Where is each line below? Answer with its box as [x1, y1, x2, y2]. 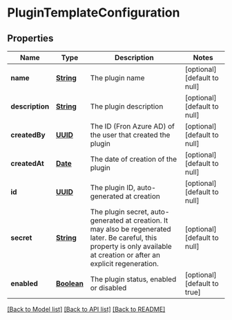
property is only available [90, 242, 173, 251]
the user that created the [90, 130, 171, 140]
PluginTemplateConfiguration [7, 5, 180, 21]
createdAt [10, 159, 45, 168]
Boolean [55, 279, 84, 288]
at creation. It [125, 216, 168, 225]
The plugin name [90, 73, 145, 82]
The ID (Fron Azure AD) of [90, 122, 175, 131]
